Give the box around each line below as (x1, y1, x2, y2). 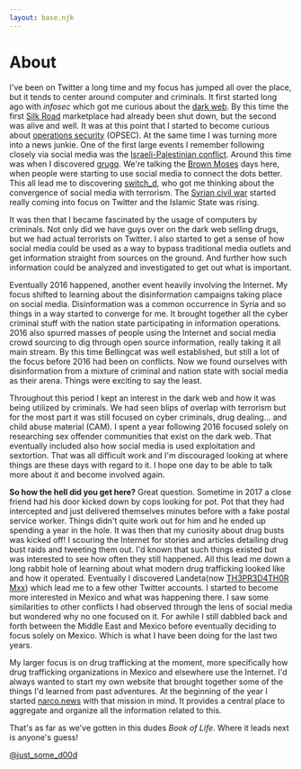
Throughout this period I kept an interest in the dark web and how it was (9, 393, 276, 403)
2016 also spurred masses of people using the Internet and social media (9, 327, 277, 338)
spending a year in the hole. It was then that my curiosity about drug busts (9, 524, 285, 536)
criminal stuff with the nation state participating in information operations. (9, 317, 281, 329)
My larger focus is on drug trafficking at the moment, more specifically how (9, 656, 288, 667)
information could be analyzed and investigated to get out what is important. (9, 262, 292, 273)
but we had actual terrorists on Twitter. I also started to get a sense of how (9, 233, 285, 244)
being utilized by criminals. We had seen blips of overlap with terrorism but (9, 402, 287, 412)
